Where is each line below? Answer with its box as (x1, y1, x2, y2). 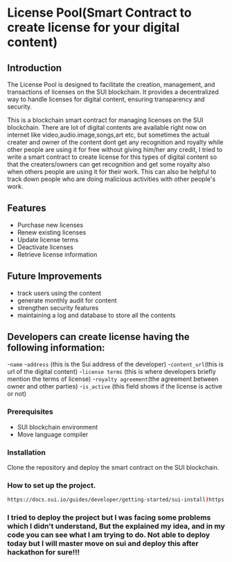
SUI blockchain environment (17, 423, 98, 431)
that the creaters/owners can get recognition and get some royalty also (7, 160, 211, 168)
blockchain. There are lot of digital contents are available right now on (7, 124, 206, 131)
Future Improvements (7, 271, 102, 282)
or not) (7, 390, 26, 398)
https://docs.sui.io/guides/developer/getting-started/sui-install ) (7, 496, 209, 504)
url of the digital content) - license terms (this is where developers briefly (7, 368, 216, 376)
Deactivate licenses (17, 243, 74, 251)
